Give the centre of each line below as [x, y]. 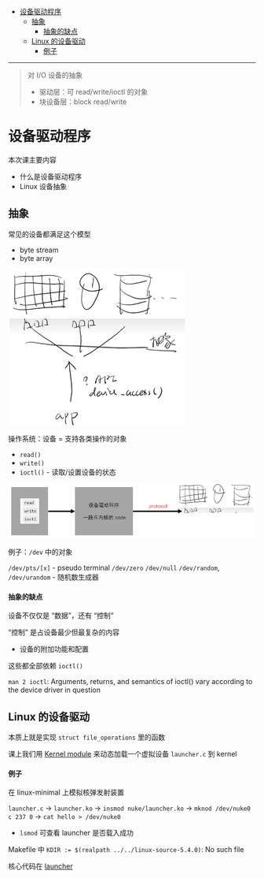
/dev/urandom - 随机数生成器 [54, 577]
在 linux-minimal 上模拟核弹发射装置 [66, 792]
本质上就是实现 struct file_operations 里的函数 [87, 737]
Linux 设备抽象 [43, 186]
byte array [36, 258]
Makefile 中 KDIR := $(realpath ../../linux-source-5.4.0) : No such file [126, 850]
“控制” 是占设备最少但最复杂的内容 [64, 632]
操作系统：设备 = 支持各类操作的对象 [68, 438]
